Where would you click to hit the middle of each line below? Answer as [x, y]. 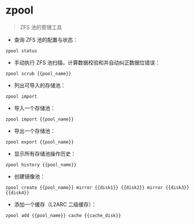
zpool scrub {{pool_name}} [38, 73]
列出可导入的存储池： [40, 85]
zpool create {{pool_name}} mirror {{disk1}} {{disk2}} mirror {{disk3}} [98, 188]
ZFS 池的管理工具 [41, 27]
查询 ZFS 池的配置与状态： [46, 39]
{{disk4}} [18, 193]
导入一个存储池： [35, 108]
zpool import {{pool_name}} [40, 119]
